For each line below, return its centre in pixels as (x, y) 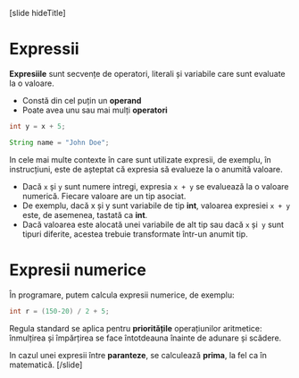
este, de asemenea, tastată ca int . (85, 214)
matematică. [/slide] (46, 365)
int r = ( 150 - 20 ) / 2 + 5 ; (59, 311)
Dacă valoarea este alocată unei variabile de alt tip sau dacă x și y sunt (153, 224)
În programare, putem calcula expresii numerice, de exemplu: (122, 295)
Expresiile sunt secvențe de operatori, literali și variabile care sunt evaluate (147, 73)
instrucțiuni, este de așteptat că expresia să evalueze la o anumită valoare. (146, 169)
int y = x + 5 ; (37, 126)
